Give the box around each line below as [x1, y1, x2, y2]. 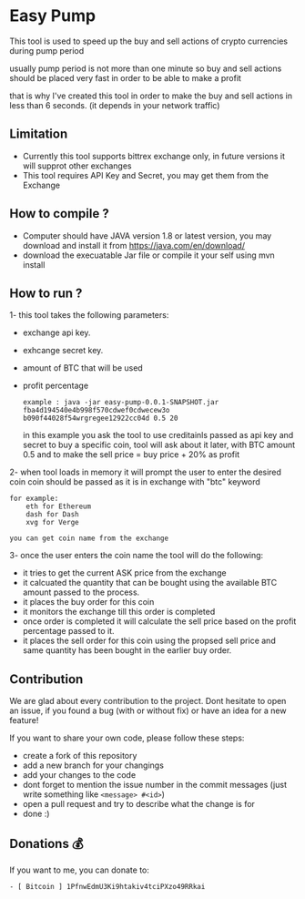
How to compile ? [9, 206, 109, 221]
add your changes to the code [22, 770, 137, 781]
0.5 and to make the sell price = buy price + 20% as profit [22, 449, 239, 460]
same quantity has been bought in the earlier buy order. [22, 645, 232, 656]
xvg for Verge [25, 518, 79, 527]
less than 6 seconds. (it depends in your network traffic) [9, 99, 220, 110]
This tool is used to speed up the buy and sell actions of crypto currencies [9, 36, 289, 46]
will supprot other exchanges [22, 160, 132, 171]
